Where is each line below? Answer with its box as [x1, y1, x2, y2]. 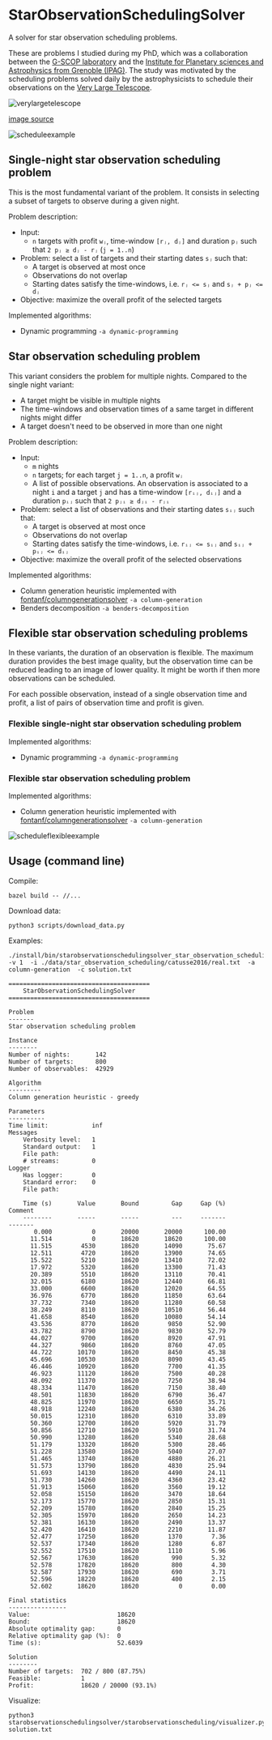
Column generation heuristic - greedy [8, 1093, 139, 1101]
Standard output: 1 [23, 1142, 96, 1151]
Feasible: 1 [8, 1674, 85, 1682]
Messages [8, 1128, 38, 1137]
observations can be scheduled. [8, 674, 116, 684]
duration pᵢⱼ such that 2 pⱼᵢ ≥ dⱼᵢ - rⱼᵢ [32, 496, 170, 505]
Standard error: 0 [23, 1178, 96, 1186]
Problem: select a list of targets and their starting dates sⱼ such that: [19, 253, 249, 262]
